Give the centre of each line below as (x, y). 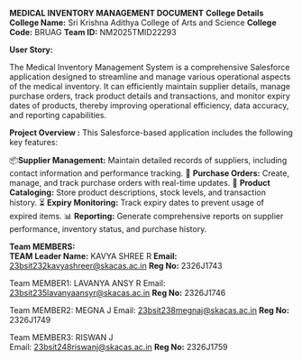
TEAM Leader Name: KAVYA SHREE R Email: (93, 256)
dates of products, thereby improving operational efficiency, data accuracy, (149, 106)
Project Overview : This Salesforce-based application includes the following (151, 133)
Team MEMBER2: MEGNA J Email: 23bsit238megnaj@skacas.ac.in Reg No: (150, 310)
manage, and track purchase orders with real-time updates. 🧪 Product (140, 183)
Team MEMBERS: (42, 246)
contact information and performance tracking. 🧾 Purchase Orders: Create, (150, 173)
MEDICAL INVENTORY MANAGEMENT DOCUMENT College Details (137, 13)
